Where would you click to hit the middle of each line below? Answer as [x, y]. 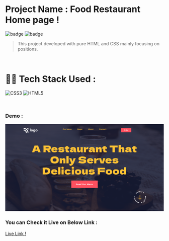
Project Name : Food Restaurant [73, 9]
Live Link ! [16, 233]
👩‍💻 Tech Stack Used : [51, 79]
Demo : [14, 116]
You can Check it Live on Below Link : [52, 222]
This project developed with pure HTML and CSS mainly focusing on [89, 43]
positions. [28, 49]
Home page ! [32, 20]
